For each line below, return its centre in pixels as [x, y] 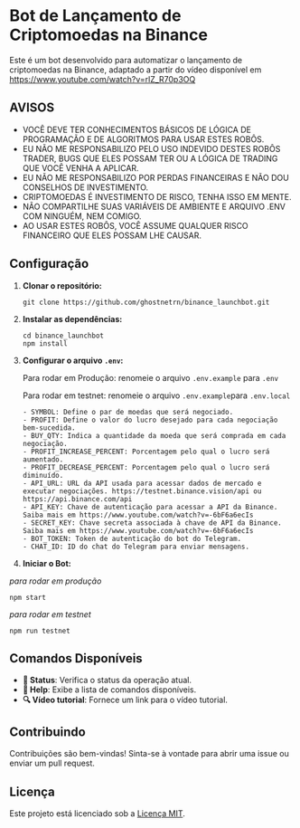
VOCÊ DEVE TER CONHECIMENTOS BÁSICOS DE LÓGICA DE [136, 129]
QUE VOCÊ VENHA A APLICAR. [80, 167]
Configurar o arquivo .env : [73, 360]
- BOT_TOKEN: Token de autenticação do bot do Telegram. [132, 538]
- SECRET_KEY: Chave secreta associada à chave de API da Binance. [152, 523]
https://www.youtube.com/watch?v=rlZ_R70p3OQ [103, 79]
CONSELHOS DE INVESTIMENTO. [85, 187]
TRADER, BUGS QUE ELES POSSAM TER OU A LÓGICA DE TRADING [150, 158]
